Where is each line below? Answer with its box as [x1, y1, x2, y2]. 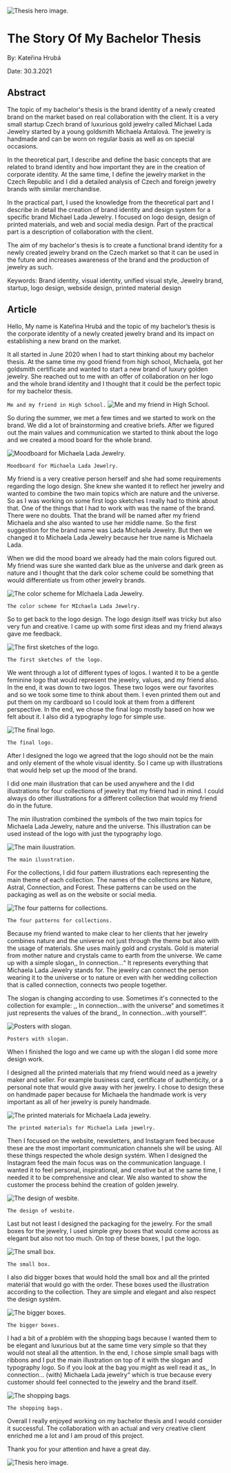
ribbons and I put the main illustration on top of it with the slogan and [7, 1356, 203, 1364]
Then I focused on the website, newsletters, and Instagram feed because [7, 1137, 215, 1145]
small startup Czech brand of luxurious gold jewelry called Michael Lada [7, 120, 212, 128]
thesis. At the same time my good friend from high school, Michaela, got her [7, 357, 223, 365]
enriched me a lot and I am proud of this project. [7, 1431, 145, 1440]
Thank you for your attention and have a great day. [7, 1445, 151, 1453]
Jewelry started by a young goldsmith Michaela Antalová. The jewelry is [7, 127, 212, 135]
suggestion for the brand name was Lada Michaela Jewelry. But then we [7, 526, 212, 534]
